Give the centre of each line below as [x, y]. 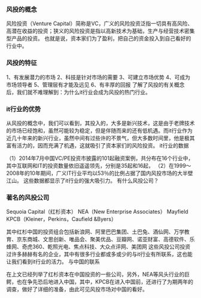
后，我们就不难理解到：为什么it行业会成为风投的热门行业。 [78, 92]
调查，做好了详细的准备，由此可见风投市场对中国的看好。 [77, 289]
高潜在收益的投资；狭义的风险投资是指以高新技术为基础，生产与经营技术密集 [100, 31]
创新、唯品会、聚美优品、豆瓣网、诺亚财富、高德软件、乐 [124, 239]
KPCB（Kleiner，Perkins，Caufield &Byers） [61, 219]
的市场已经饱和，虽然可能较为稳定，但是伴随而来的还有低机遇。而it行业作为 [99, 130]
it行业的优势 [24, 109]
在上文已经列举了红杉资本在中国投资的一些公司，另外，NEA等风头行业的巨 [98, 274]
